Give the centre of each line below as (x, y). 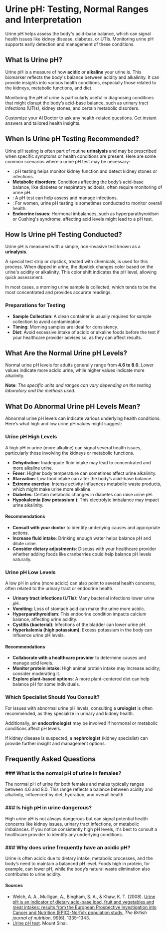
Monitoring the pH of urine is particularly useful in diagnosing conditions (80, 97)
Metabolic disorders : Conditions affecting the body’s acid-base (78, 182)
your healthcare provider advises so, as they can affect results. (77, 337)
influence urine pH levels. (39, 635)
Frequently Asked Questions (51, 759)
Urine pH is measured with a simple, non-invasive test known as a (73, 247)
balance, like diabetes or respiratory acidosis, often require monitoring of (87, 187)
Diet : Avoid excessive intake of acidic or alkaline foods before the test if (86, 332)
